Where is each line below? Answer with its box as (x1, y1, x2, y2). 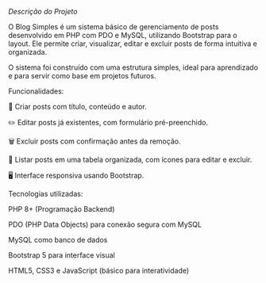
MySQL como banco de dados (8, 235, 108, 244)
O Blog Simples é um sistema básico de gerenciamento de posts (8, 22, 219, 31)
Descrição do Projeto (8, 7, 78, 16)
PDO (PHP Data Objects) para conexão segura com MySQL (8, 220, 202, 229)
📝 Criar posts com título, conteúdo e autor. (8, 102, 147, 111)
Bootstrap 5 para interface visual (8, 250, 115, 260)
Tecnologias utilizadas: (8, 189, 83, 198)
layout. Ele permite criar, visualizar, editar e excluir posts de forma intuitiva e (8, 39, 258, 48)
